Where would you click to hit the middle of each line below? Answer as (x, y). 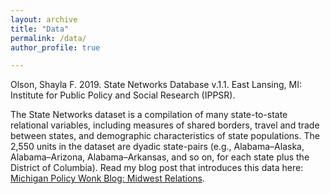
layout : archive (44, 19)
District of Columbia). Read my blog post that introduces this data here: (157, 168)
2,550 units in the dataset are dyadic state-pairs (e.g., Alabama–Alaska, (157, 147)
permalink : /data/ (48, 38)
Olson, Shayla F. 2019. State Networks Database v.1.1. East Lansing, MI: (156, 85)
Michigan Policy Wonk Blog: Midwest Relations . (107, 178)
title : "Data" (40, 29)
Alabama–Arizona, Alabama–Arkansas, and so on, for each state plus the (160, 157)
